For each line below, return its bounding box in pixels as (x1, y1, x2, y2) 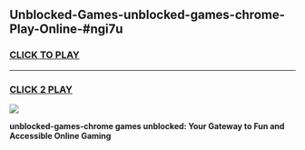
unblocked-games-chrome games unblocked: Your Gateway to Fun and (9, 120, 285, 131)
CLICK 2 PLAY (9, 83, 73, 95)
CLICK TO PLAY (9, 49, 80, 62)
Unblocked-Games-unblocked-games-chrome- (9, 7, 286, 23)
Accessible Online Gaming (9, 130, 112, 141)
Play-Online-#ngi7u (9, 22, 123, 37)
